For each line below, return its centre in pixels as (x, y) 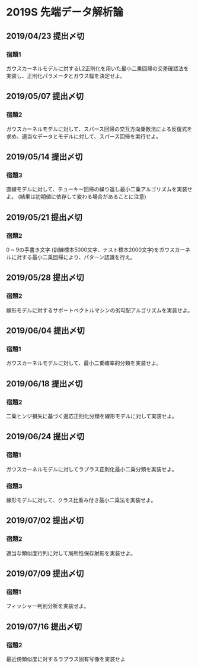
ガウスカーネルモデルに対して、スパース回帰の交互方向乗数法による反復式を (99, 129)
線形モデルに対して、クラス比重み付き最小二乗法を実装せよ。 (81, 500)
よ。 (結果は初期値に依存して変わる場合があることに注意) (76, 197)
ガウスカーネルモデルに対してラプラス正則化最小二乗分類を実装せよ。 (92, 469)
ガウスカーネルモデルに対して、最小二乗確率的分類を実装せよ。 (84, 363)
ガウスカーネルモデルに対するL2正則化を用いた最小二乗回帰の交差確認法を (98, 68)
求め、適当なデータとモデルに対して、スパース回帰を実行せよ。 (84, 136)
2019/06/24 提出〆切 (45, 437)
